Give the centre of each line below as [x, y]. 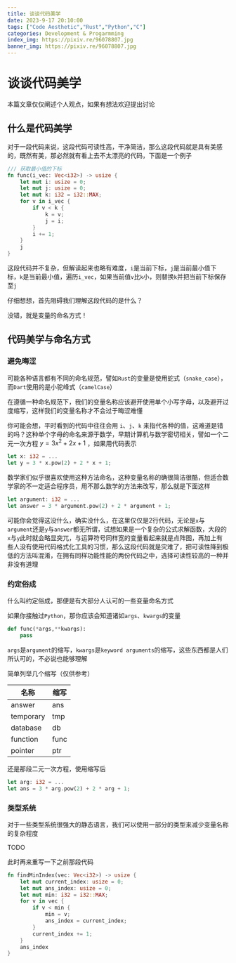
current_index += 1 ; [63, 934]
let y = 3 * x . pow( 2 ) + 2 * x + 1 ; [59, 463]
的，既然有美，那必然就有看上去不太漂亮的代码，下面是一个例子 [99, 155]
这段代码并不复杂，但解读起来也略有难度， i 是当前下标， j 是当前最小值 [109, 268]
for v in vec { [42, 901]
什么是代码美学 [40, 128]
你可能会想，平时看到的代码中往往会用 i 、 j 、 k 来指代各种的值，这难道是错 [115, 425]
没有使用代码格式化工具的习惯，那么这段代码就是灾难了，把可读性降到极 [124, 546]
